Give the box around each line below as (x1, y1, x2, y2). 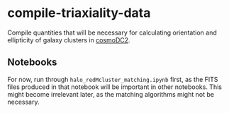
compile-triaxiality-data (7, 5, 151, 21)
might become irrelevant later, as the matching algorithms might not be (7, 90, 215, 98)
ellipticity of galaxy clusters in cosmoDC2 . (7, 35, 130, 44)
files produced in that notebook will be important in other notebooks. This (7, 83, 222, 91)
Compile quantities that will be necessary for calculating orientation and (7, 28, 218, 37)
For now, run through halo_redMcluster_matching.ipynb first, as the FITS (7, 75, 218, 83)
